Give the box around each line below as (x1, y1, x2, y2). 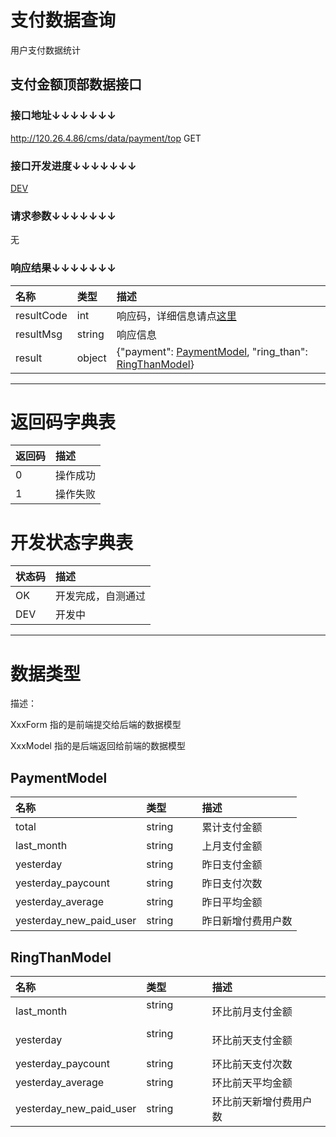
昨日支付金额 (201, 858, 263, 872)
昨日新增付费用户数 (201, 914, 293, 928)
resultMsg (15, 327, 63, 341)
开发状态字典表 (10, 531, 134, 554)
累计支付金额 (201, 821, 263, 835)
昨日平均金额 (201, 896, 263, 910)
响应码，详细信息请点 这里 (116, 309, 237, 323)
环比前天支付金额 (211, 1033, 293, 1047)
